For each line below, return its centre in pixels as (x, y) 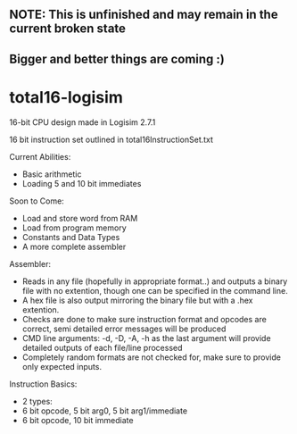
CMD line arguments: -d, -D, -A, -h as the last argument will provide (146, 338)
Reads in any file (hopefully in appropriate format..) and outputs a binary (155, 281)
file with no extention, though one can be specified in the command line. (155, 290)
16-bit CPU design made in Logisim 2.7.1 (82, 122)
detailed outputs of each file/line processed (102, 347)
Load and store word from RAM (80, 218)
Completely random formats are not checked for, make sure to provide (151, 357)
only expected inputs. (62, 366)
